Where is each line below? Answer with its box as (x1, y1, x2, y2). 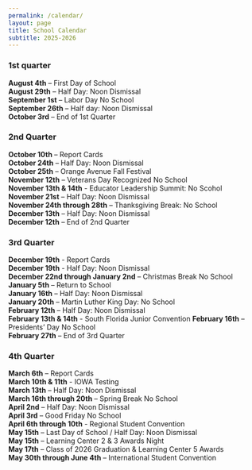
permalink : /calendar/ (8, 11, 83, 20)
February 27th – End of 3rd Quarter (8, 331, 126, 341)
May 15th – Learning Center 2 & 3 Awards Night (8, 436, 165, 445)
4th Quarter (8, 351, 55, 362)
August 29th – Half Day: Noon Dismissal (8, 87, 142, 96)
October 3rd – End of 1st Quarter (8, 112, 116, 121)
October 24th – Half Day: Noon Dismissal (8, 158, 145, 168)
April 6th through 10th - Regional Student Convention (8, 419, 185, 429)
